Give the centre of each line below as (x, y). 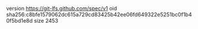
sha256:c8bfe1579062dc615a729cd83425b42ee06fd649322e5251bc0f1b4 (99, 14)
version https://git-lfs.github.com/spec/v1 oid (62, 8)
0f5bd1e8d (19, 21)
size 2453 (46, 21)
